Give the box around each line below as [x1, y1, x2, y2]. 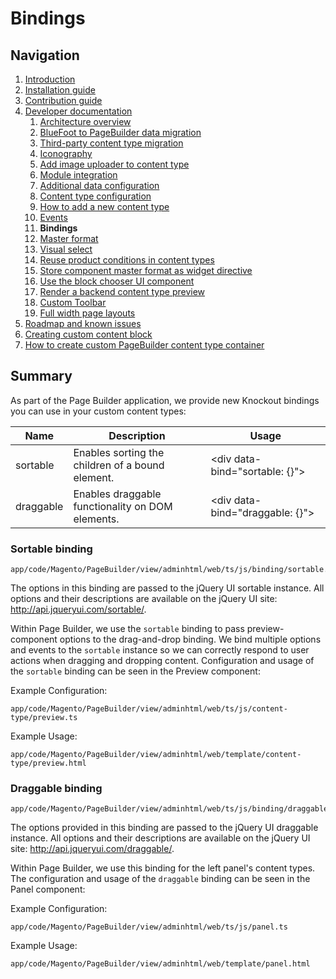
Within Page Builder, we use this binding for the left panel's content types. [10, 862, 316, 874]
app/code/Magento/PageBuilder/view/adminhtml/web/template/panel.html [10, 959, 311, 969]
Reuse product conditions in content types [39, 254, 215, 266]
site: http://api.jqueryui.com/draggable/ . [10, 843, 175, 855]
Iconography [39, 148, 93, 159]
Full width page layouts [39, 307, 136, 319]
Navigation [10, 47, 80, 64]
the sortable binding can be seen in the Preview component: [10, 665, 261, 677]
